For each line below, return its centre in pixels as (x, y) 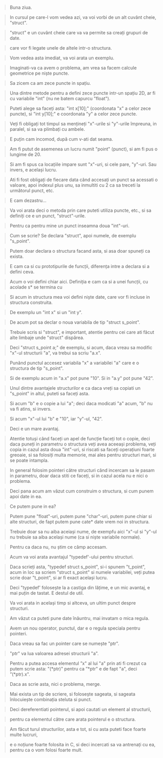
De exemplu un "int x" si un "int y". (46, 312)
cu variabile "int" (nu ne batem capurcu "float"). (60, 98)
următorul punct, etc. (32, 191)
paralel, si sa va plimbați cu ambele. (47, 129)
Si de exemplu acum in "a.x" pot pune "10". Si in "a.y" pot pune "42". (82, 378)
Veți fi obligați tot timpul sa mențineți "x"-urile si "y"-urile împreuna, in (83, 124)
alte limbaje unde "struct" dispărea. (47, 338)
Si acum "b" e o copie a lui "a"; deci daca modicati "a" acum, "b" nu (81, 403)
